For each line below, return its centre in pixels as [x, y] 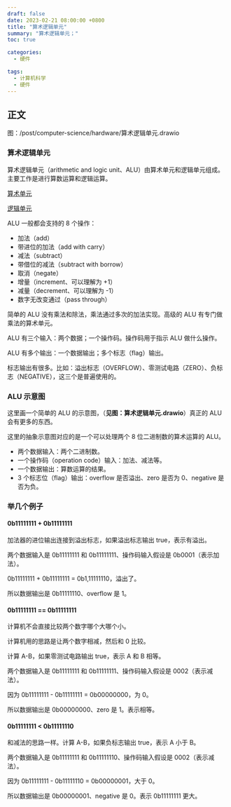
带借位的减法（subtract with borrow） [72, 264]
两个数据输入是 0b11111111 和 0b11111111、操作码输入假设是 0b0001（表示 [110, 555]
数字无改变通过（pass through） [64, 299]
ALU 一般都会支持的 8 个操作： [52, 223]
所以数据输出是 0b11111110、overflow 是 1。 [69, 594]
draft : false [26, 14]
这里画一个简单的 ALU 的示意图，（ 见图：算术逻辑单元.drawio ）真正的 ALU [115, 413]
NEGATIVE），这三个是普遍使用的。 [70, 377]
